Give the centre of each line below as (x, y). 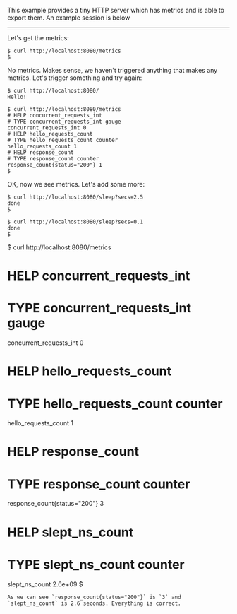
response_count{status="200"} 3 (56, 504)
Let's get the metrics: (38, 38)
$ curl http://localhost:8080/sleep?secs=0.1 (75, 222)
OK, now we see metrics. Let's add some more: (76, 184)
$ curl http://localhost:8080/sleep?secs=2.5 (75, 197)
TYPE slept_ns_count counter (96, 564)
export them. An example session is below (69, 18)
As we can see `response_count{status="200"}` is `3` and (94, 597)
